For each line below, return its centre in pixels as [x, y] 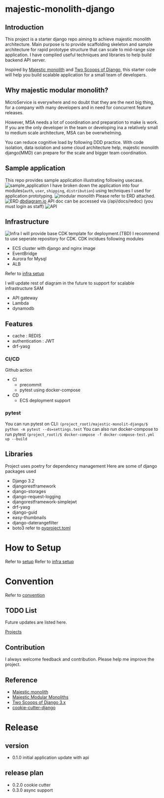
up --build [16, 439]
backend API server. [26, 60]
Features [19, 324]
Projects [14, 632]
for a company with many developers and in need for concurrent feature [78, 107]
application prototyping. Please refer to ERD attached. [80, 196]
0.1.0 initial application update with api [51, 757]
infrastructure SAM [24, 288]
